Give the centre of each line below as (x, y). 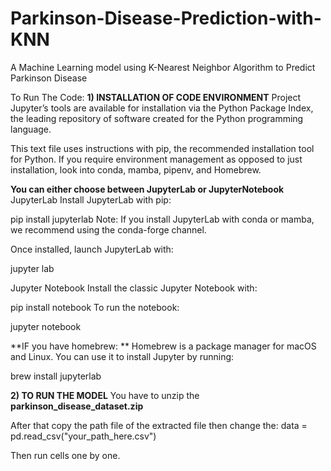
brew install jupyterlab (56, 376)
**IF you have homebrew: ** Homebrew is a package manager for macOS (163, 346)
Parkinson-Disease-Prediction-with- (166, 18)
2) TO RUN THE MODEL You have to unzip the (105, 395)
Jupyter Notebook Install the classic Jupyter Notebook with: (134, 288)
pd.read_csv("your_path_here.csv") (83, 436)
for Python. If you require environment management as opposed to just (156, 159)
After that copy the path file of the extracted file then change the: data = (159, 425)
